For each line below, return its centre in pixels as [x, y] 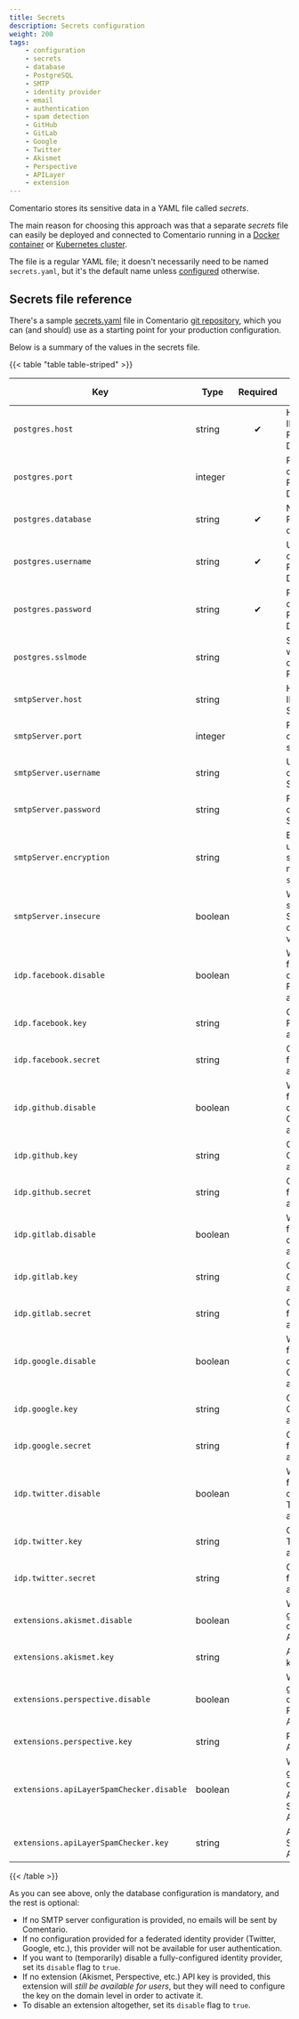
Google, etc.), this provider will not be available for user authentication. [152, 1948]
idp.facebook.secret [57, 1059]
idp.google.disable [55, 1361]
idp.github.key [46, 1155]
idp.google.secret [53, 1446]
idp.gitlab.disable [55, 1234]
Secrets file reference [71, 299]
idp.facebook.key [50, 1023]
